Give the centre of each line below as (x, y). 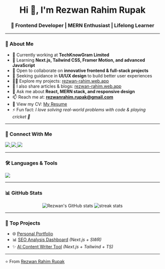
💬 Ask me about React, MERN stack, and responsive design (73, 91)
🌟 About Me (19, 44)
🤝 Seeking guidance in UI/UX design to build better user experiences (82, 75)
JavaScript (24, 65)
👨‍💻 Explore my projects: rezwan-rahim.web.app (60, 81)
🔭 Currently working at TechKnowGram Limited (61, 55)
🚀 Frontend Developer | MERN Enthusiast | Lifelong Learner (82, 26)
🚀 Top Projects (23, 223)
